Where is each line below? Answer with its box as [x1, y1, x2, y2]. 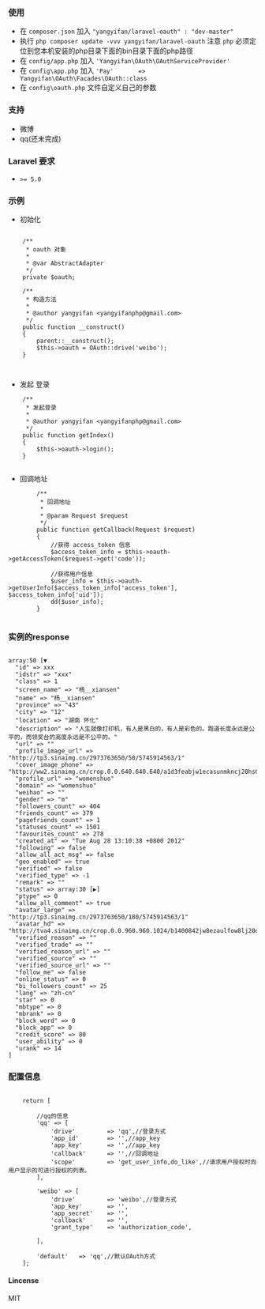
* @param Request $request [39, 512, 129, 520]
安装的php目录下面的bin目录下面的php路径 [54, 46, 193, 56]
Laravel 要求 [8, 156, 55, 167]
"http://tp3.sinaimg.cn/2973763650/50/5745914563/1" [8, 754, 185, 762]
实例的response [8, 632, 69, 643]
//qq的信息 [36, 1112, 69, 1120]
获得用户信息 [58, 571, 93, 579]
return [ [22, 1096, 51, 1104]
